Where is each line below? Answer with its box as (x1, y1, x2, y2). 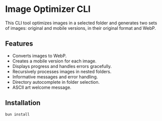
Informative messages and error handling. (12, 73, 98, 80)
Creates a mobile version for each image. (12, 58, 97, 64)
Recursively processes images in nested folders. (12, 68, 111, 74)
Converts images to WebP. (12, 53, 67, 59)
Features (5, 40, 33, 48)
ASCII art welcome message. (12, 84, 72, 90)
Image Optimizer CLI (5, 3, 91, 15)
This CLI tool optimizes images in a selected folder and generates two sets (5, 20, 158, 26)
